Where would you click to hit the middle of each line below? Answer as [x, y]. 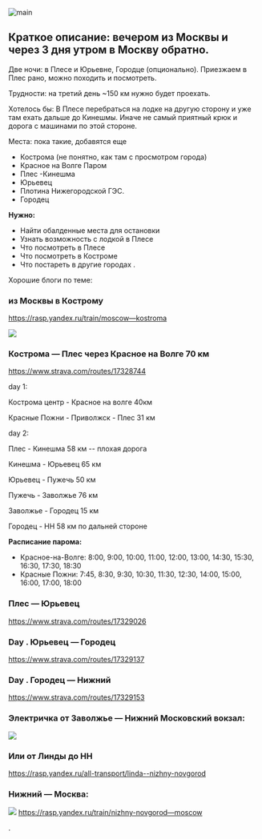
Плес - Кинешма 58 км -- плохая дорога [78, 449]
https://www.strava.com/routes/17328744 [77, 371]
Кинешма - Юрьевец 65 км [55, 464]
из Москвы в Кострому [56, 300]
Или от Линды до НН [50, 756]
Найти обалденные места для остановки [90, 230]
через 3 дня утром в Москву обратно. [109, 50]
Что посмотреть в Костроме [69, 255]
